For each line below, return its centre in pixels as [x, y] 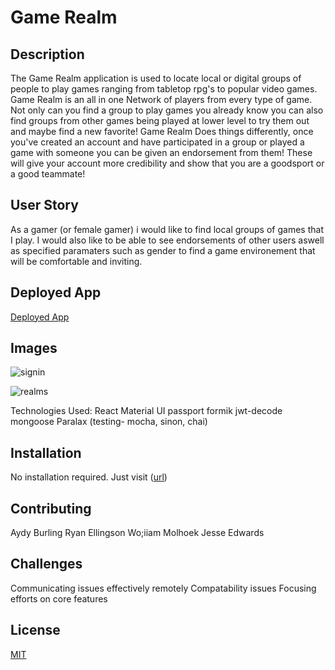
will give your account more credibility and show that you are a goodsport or [167, 163]
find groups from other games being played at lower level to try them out [160, 120]
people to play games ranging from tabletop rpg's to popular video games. [164, 89]
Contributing [51, 508]
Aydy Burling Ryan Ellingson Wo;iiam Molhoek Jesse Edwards [137, 533]
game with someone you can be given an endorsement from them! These [161, 152]
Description [47, 54]
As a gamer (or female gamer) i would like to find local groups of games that [167, 229]
